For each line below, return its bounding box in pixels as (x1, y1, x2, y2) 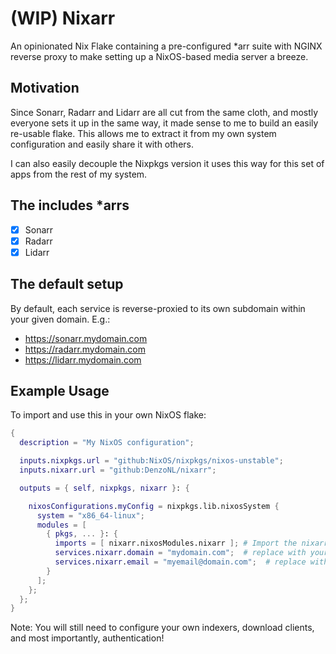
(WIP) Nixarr (10, 7, 116, 30)
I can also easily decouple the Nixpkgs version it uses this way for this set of (10, 157, 325, 169)
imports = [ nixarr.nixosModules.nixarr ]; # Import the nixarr (54, 538, 329, 549)
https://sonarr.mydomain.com (24, 332, 148, 344)
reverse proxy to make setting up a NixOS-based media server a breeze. (10, 50, 309, 62)
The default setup (10, 276, 124, 293)
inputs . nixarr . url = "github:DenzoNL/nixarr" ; (19, 465, 217, 475)
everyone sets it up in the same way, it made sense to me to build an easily (10, 117, 319, 129)
